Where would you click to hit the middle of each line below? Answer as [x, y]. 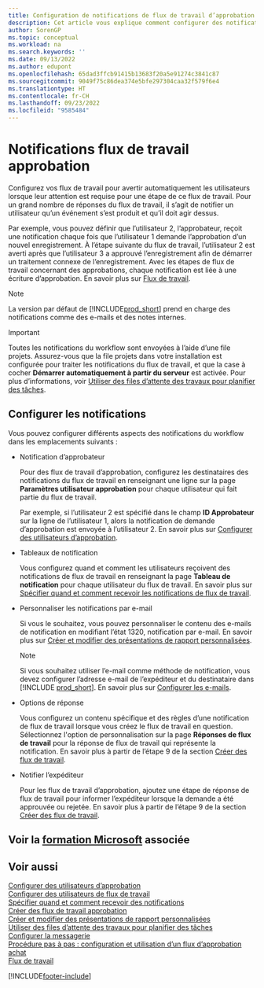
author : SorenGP [35, 30]
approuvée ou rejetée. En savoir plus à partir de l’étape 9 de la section [133, 806]
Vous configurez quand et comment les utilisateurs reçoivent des [125, 568]
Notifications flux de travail [99, 149]
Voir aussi [33, 866]
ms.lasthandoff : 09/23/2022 [54, 103]
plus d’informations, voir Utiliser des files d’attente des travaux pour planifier [132, 381]
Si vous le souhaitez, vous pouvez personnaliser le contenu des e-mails [135, 623]
